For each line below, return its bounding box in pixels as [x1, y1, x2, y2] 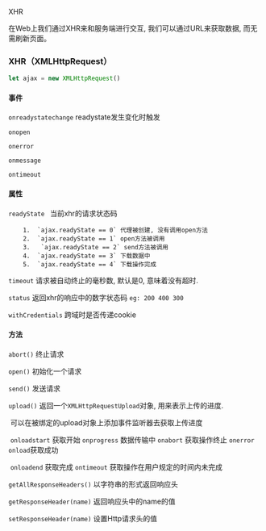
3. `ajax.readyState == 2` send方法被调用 [23, 243, 169, 251]
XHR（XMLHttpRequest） [8, 56, 112, 67]
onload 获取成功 [8, 445, 59, 454]
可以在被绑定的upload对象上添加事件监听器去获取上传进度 [10, 417, 203, 427]
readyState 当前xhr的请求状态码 [8, 208, 118, 218]
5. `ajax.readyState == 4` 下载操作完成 [23, 260, 157, 269]
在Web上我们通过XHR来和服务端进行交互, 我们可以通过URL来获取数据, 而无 [8, 23, 258, 33]
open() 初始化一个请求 [8, 366, 82, 376]
